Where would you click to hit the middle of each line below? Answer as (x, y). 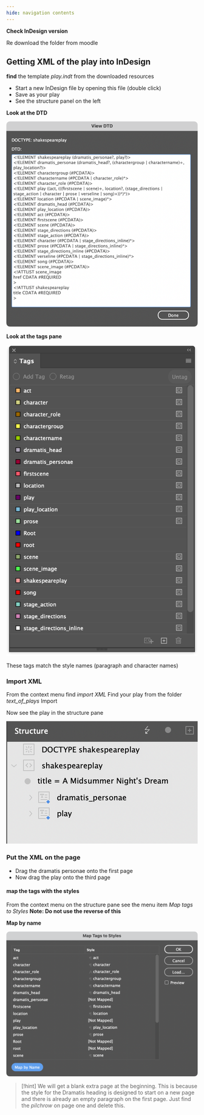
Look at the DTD (27, 113)
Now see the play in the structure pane (55, 713)
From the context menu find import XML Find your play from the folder (94, 695)
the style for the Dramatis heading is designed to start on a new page (108, 1092)
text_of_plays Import (32, 701)
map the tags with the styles (43, 891)
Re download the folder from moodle (52, 43)
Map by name (24, 923)
